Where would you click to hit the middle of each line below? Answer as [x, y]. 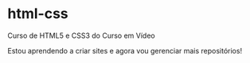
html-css [38, 14]
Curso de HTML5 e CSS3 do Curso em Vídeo [82, 35]
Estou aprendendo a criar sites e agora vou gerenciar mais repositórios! [125, 50]
